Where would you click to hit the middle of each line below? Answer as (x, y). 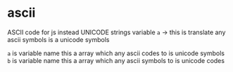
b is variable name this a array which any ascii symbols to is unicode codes (116, 60)
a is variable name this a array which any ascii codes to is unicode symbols (116, 53)
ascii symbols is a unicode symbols (58, 39)
